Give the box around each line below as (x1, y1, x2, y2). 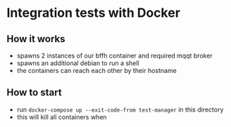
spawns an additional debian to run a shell (16, 59, 139, 67)
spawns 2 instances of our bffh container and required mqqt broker (16, 51, 213, 60)
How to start (6, 86, 62, 99)
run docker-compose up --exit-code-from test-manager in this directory (16, 105, 224, 114)
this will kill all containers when (16, 112, 107, 121)
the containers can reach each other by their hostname (16, 67, 177, 74)
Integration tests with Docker (6, 5, 181, 21)
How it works (6, 33, 65, 45)
